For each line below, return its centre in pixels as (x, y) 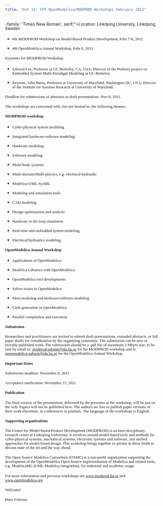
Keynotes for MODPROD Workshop (34, 58)
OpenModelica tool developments (39, 279)
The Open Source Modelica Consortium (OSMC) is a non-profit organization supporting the (78, 457)
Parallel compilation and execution (40, 317)
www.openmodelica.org (24, 480)
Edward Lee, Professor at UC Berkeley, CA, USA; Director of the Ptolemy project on (80, 69)
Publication (15, 393)
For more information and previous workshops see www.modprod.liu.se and (65, 476)
